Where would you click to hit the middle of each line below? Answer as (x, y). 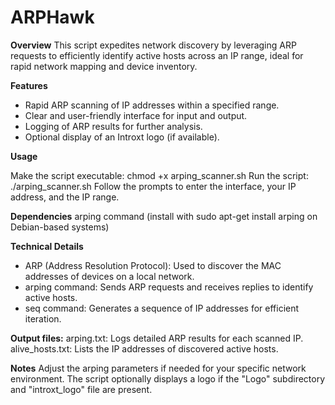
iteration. (43, 318)
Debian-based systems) (60, 227)
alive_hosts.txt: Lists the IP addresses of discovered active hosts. (144, 348)
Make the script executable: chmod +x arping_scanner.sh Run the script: (159, 175)
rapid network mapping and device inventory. (104, 66)
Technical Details (47, 246)
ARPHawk (52, 17)
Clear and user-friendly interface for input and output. (136, 115)
